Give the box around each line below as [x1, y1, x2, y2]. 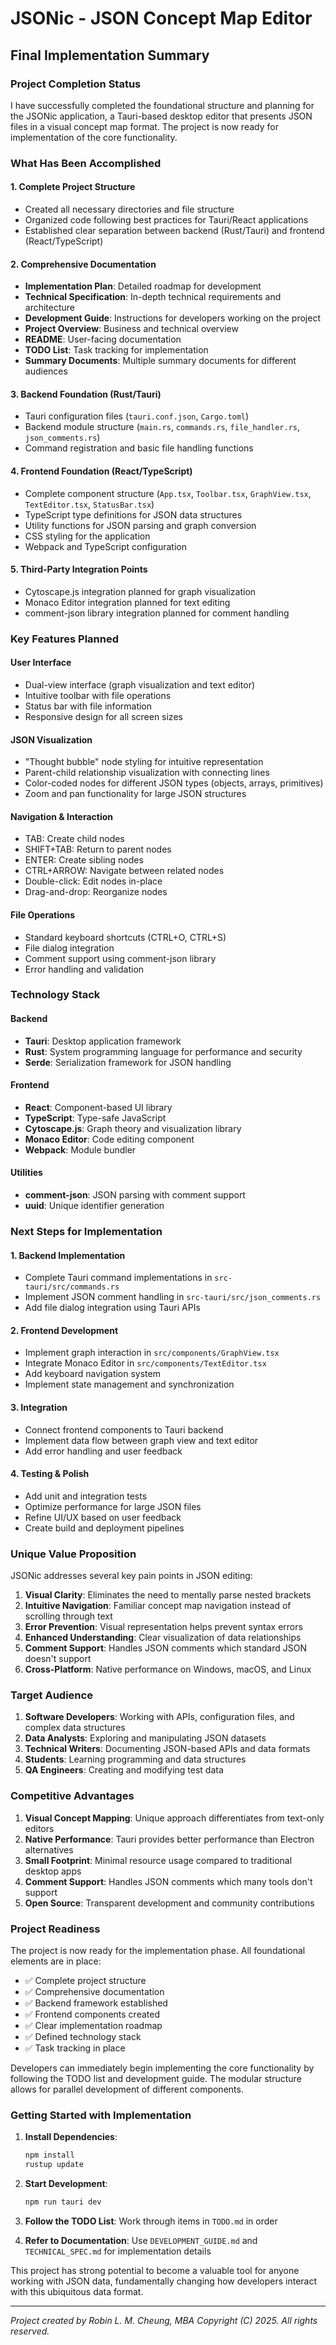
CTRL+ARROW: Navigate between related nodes [24, 865, 225, 877]
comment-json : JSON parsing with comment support [24, 1189, 246, 1201]
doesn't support [24, 1653, 92, 1665]
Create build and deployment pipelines [24, 1522, 185, 1534]
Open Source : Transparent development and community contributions [24, 1897, 315, 1909]
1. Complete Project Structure [10, 181, 136, 193]
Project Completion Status [10, 77, 142, 91]
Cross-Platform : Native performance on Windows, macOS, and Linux [24, 1663, 312, 1676]
